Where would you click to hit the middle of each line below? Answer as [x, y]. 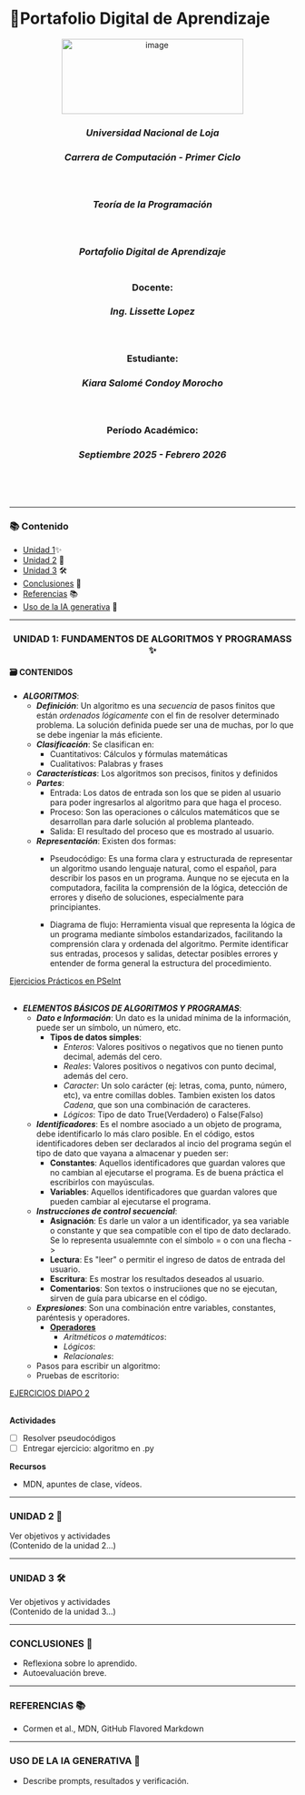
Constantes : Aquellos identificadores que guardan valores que [167, 1163]
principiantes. [75, 907]
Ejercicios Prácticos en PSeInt [65, 981]
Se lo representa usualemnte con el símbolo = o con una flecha [168, 1240]
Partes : [50, 782]
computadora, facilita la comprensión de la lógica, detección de [168, 887]
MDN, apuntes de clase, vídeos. [82, 1484]
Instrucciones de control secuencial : [107, 1211]
